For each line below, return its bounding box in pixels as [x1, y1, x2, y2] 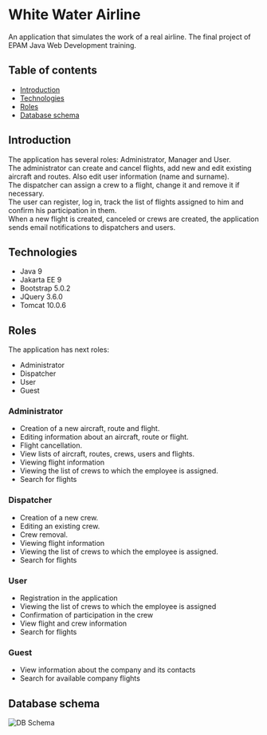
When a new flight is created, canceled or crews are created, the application [8, 214, 259, 223]
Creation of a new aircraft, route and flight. [19, 424, 160, 433]
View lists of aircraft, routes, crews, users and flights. [19, 449, 195, 459]
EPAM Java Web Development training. [8, 40, 137, 49]
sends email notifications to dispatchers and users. [8, 222, 176, 232]
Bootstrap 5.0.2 [19, 283, 71, 293]
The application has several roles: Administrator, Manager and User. [8, 154, 231, 164]
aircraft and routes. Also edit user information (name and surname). [8, 172, 230, 181]
